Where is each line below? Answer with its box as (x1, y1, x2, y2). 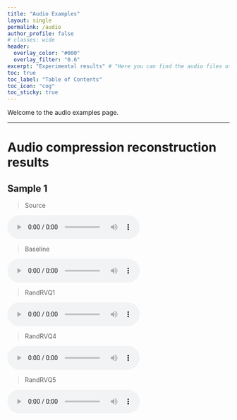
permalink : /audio (7, 23, 61, 30)
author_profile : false (7, 30, 74, 37)
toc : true (7, 69, 37, 76)
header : (7, 43, 30, 50)
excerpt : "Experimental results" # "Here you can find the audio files (7, 63, 222, 70)
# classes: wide (7, 37, 55, 44)
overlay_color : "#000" (13, 50, 80, 57)
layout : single (7, 17, 52, 24)
